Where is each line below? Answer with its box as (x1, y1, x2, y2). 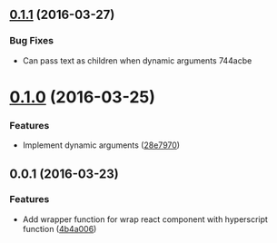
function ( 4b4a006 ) (22, 223, 97, 234)
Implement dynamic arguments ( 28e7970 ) (22, 140, 180, 151)
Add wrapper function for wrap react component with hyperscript (22, 213, 268, 225)
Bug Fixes (9, 34, 54, 47)
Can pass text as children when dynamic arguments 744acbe (22, 54, 252, 66)
